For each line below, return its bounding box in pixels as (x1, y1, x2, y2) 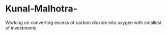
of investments (5, 24, 37, 30)
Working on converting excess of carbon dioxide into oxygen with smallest (5, 19, 162, 25)
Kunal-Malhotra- (5, 3, 78, 14)
